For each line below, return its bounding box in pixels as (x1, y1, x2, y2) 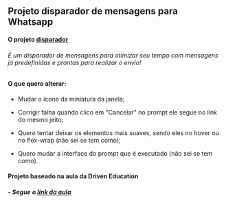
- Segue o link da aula (8, 188, 71, 196)
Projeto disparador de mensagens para (8, 5, 178, 17)
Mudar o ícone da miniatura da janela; (17, 95, 125, 103)
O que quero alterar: (8, 80, 67, 88)
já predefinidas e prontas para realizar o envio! (8, 58, 142, 67)
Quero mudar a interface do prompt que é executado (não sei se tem (17, 149, 213, 157)
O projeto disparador (8, 35, 69, 43)
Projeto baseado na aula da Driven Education (8, 172, 139, 180)
